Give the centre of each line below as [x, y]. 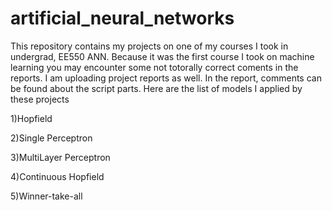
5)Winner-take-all [46, 196]
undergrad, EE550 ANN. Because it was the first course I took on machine [162, 56]
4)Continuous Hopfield [57, 176]
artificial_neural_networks [122, 18]
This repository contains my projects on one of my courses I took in [149, 46]
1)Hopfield [31, 118]
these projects [40, 99]
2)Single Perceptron [51, 138]
